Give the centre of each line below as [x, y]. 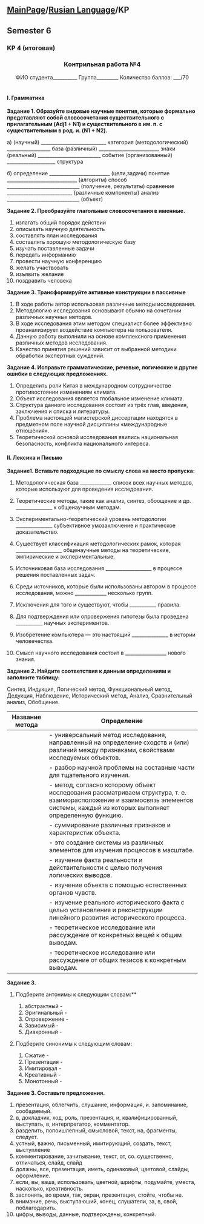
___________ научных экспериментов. [62, 623]
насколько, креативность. [49, 1189]
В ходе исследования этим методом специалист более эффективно [104, 323]
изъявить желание [40, 274]
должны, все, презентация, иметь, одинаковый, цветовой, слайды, [102, 1169]
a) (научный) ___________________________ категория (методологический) [97, 143]
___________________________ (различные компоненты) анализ [83, 193]
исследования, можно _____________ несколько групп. [84, 593]
